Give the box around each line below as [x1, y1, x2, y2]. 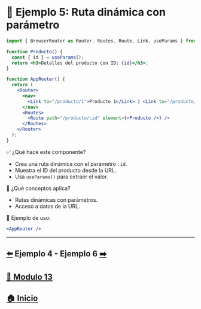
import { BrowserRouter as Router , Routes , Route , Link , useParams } [6, 38, 184, 44]
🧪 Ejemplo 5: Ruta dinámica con [6, 5, 166, 19]
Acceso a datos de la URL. [14, 202, 80, 210]
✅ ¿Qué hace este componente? [6, 148, 86, 155]
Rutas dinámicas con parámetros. [14, 196, 98, 203]
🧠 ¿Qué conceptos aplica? [6, 184, 71, 192]
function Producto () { [6, 49, 63, 54]
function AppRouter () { [6, 76, 66, 83]
